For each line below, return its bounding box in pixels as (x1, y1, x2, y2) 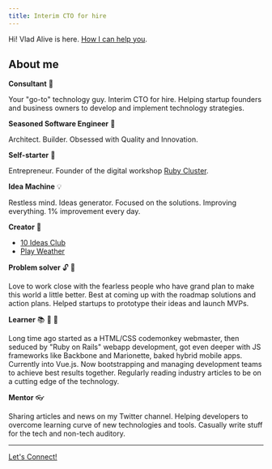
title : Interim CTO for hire (8, 11, 107, 20)
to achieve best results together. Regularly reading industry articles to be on (8, 368, 261, 377)
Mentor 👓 (8, 393, 45, 403)
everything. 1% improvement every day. (8, 207, 141, 216)
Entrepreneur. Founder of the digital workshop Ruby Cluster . (8, 166, 209, 176)
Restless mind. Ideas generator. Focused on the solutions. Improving (8, 198, 237, 207)
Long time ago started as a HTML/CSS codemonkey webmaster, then (8, 334, 240, 343)
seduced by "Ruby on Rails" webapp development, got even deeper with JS (8, 342, 261, 352)
